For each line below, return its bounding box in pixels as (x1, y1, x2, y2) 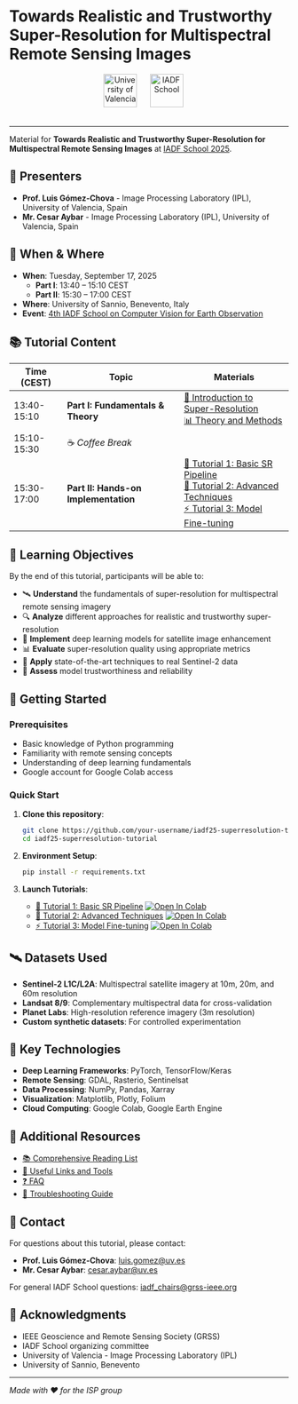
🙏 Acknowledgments (9, 1307, 127, 1322)
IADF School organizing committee (21, 1340, 150, 1351)
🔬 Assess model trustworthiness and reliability (21, 666, 193, 677)
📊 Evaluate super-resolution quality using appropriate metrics (21, 644, 251, 654)
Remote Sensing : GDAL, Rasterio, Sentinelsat (21, 1075, 189, 1085)
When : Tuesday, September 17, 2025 (21, 270, 157, 281)
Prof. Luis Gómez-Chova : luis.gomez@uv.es (21, 1255, 186, 1266)
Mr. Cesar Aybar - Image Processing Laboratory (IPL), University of (21, 211, 270, 222)
